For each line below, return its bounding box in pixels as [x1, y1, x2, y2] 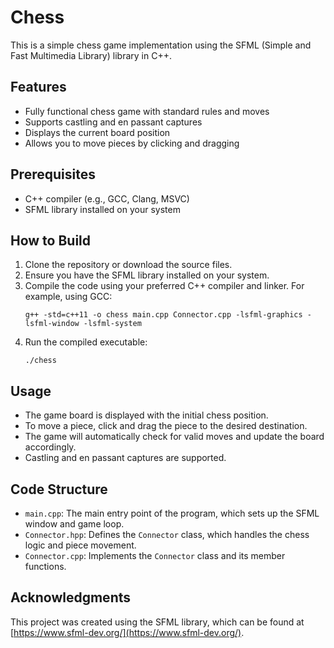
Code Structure [10, 481, 108, 498]
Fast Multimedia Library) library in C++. [10, 49, 172, 61]
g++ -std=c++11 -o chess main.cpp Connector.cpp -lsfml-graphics [24, 310, 303, 320]
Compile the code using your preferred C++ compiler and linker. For [24, 280, 305, 292]
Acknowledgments [10, 589, 132, 606]
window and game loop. [24, 518, 125, 530]
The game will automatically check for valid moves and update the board [24, 431, 325, 443]
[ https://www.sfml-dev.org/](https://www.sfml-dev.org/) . [10, 626, 245, 638]
